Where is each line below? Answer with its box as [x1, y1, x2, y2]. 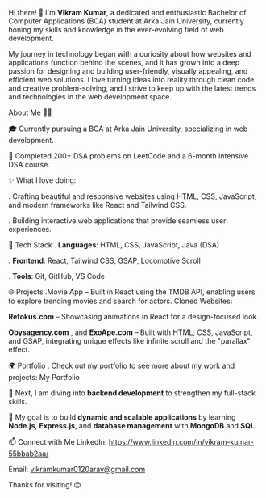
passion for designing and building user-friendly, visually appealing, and [8, 66, 248, 76]
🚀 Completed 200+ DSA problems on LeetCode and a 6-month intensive [8, 151, 249, 161]
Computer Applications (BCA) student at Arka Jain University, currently [8, 16, 244, 26]
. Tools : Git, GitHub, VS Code [8, 272, 105, 281]
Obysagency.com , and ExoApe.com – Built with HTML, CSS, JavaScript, [8, 327, 253, 337]
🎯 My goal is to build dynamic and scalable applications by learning [8, 412, 236, 422]
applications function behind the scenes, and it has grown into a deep [8, 57, 240, 67]
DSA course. [8, 160, 51, 169]
